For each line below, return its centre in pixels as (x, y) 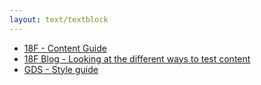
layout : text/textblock (59, 19)
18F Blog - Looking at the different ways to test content (137, 58)
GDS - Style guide (61, 69)
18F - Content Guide (65, 48)
